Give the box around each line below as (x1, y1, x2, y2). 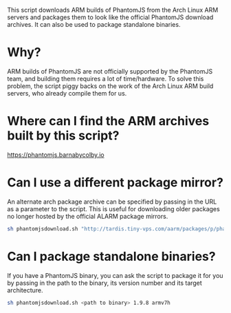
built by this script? (7, 128, 120, 144)
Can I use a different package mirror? (7, 175, 223, 191)
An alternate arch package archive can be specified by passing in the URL (7, 197, 217, 206)
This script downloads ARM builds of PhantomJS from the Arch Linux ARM (7, 6, 219, 14)
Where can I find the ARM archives (7, 114, 210, 129)
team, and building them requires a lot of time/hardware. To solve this (7, 74, 204, 83)
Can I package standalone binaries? (7, 248, 216, 264)
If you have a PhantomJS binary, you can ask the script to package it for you (7, 271, 223, 279)
